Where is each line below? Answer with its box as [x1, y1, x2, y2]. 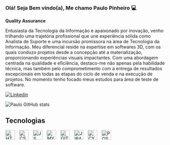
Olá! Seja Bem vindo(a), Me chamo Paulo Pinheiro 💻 [5, 4, 137, 11]
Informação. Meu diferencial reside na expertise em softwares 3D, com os [5, 44, 161, 50]
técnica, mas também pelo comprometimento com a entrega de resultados [5, 66, 162, 72]
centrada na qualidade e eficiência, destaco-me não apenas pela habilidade [5, 60, 165, 66]
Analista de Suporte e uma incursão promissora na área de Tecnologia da [5, 39, 160, 45]
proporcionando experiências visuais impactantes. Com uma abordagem [5, 55, 158, 61]
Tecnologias [5, 116, 45, 125]
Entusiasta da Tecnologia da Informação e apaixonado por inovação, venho [5, 27, 164, 34]
